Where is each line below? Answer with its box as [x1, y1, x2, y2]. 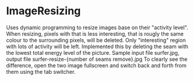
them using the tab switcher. [6, 68, 76, 75]
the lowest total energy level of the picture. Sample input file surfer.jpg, [6, 49, 180, 56]
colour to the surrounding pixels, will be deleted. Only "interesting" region [6, 36, 186, 43]
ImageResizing [6, 4, 81, 18]
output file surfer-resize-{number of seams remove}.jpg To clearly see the [6, 55, 188, 63]
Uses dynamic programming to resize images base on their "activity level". [6, 24, 189, 31]
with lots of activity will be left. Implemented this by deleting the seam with [6, 43, 189, 50]
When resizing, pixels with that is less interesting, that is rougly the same [6, 30, 184, 37]
